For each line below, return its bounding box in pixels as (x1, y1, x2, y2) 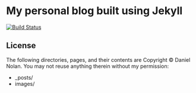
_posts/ (14, 74, 33, 81)
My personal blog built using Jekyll (6, 4, 183, 18)
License (6, 41, 36, 51)
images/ (14, 80, 35, 87)
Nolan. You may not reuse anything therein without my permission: (6, 62, 169, 69)
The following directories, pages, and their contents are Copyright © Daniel (6, 56, 191, 63)
